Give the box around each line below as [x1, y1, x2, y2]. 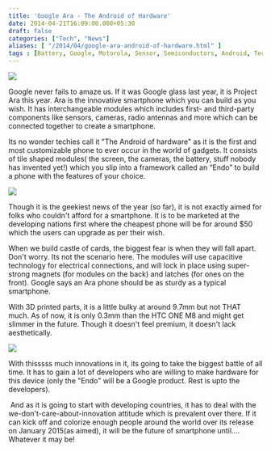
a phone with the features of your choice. [8, 171, 146, 180]
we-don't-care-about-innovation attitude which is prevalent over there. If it [8, 409, 256, 418]
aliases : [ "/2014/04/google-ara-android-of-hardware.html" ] [8, 42, 222, 50]
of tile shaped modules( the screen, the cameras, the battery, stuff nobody [8, 154, 256, 163]
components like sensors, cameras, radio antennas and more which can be [8, 112, 258, 122]
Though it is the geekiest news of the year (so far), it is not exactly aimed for [8, 202, 262, 211]
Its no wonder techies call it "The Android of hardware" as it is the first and [8, 137, 256, 146]
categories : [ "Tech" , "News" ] [8, 34, 110, 43]
